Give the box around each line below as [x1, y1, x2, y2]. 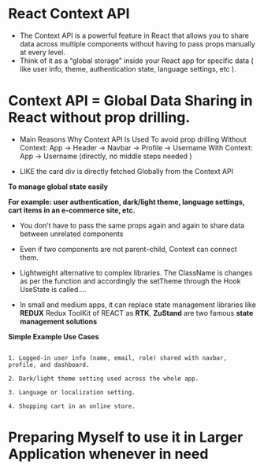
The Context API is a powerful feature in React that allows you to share [19, 31, 250, 40]
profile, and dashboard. [8, 361, 90, 368]
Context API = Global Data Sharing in [8, 92, 253, 110]
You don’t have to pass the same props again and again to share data [19, 220, 245, 230]
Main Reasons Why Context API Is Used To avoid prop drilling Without [19, 135, 247, 144]
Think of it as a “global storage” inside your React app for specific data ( [19, 56, 254, 65]
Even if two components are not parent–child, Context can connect [19, 244, 238, 254]
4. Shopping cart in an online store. [8, 402, 136, 410]
